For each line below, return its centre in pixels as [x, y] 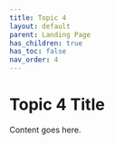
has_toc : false [38, 52]
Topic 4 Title [57, 105]
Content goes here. [45, 130]
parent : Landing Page [50, 34]
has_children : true [46, 43]
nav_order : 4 [34, 60]
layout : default [40, 26]
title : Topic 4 [38, 18]
